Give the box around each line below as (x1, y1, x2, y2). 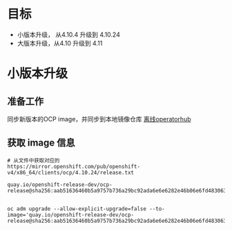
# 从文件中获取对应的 (7, 157, 60, 164)
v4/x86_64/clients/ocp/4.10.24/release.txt (7, 169, 135, 176)
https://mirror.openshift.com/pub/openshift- (7, 163, 140, 170)
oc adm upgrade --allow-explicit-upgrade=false (7, 205, 147, 212)
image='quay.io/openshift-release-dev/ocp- (7, 211, 135, 218)
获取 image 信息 (7, 137, 75, 149)
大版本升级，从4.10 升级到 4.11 (17, 39, 103, 47)
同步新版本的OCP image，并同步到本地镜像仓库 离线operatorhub (7, 114, 191, 123)
